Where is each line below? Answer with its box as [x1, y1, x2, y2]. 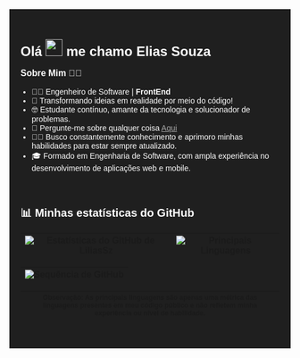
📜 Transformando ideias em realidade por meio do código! [31, 96, 234, 105]
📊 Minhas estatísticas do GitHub [21, 205, 195, 220]
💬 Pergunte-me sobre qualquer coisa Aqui [31, 122, 178, 133]
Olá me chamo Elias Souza [21, 43, 212, 59]
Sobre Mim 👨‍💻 [21, 67, 83, 79]
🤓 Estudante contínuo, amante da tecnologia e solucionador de [31, 104, 251, 114]
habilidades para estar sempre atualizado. [31, 140, 177, 151]
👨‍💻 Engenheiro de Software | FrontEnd [31, 87, 171, 96]
